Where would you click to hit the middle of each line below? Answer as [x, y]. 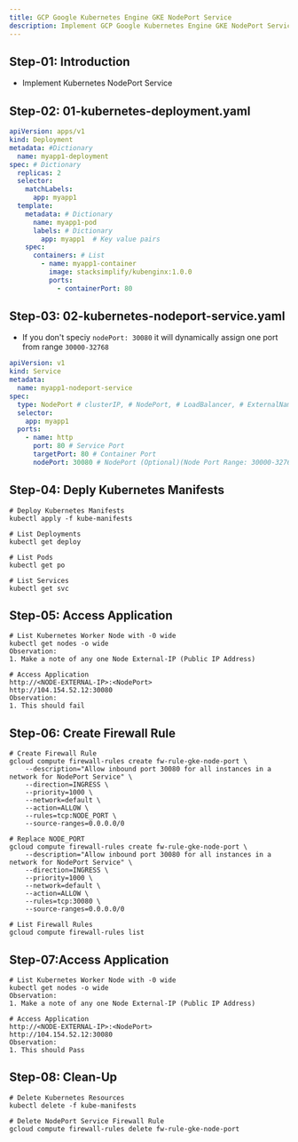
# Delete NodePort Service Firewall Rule [87, 1121]
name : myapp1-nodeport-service [75, 388]
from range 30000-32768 [65, 347]
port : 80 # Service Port [78, 446]
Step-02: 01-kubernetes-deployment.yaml [130, 111]
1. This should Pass [47, 1050]
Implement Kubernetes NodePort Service [97, 83]
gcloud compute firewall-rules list [77, 933]
